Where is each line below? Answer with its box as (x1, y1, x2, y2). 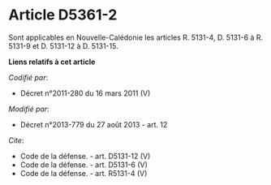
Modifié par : (8, 104, 50, 114)
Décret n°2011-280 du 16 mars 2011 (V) (19, 88, 151, 98)
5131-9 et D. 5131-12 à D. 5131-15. (8, 41, 119, 50)
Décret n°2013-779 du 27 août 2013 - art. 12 (19, 119, 168, 129)
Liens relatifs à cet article (8, 57, 96, 67)
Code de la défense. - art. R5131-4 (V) (19, 168, 148, 178)
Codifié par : (8, 72, 49, 82)
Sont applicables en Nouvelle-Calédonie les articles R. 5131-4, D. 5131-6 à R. (8, 32, 264, 42)
